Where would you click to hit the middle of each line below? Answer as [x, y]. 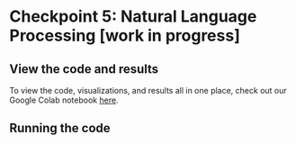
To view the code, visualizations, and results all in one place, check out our [148, 90]
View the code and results [84, 69]
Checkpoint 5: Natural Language [133, 17]
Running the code [60, 128]
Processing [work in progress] [125, 36]
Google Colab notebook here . [64, 100]
